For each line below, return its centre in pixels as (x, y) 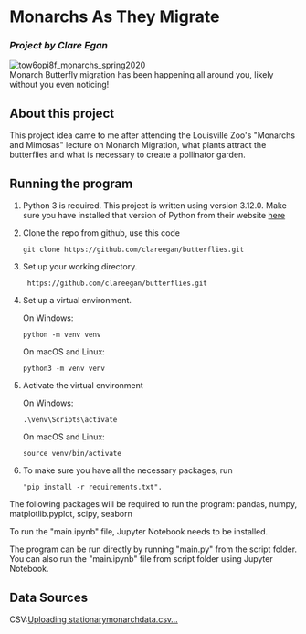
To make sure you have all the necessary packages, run (127, 470)
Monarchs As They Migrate (115, 17)
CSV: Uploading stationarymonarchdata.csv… (94, 619)
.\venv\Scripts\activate (70, 420)
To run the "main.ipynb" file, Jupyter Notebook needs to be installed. (139, 532)
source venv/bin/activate (72, 454)
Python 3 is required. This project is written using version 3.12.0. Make (155, 206)
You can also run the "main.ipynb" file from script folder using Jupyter (141, 559)
